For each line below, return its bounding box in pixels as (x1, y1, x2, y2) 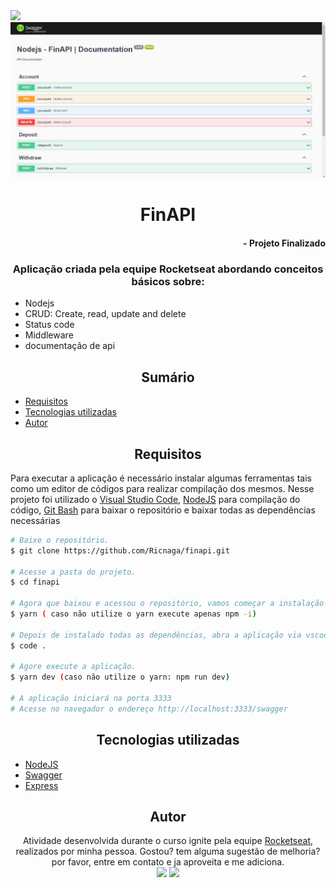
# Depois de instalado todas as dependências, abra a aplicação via (10, 630, 302, 640)
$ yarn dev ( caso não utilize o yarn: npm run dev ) (10, 672, 230, 683)
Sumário (141, 369, 195, 386)
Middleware (24, 329, 74, 341)
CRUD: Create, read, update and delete (24, 308, 187, 320)
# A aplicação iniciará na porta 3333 (10, 694, 172, 704)
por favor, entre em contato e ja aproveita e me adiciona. (51, 856, 285, 868)
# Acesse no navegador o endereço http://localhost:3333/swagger (10, 704, 288, 714)
